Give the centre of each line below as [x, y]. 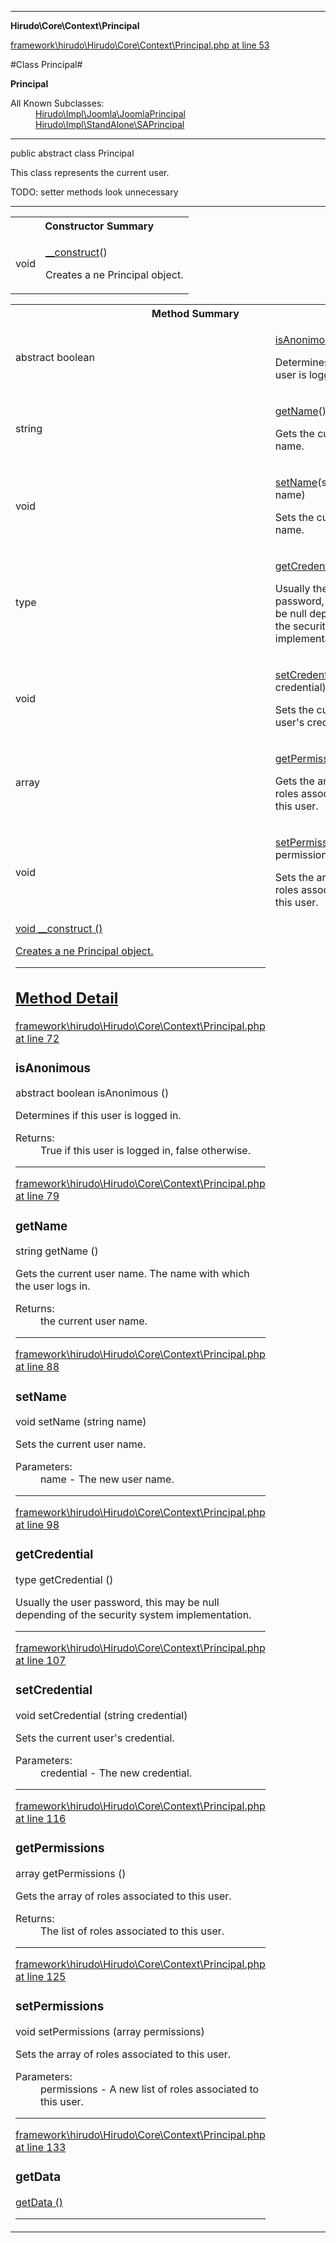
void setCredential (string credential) [101, 1716]
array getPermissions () [71, 1874]
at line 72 [37, 1038]
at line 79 [37, 1196]
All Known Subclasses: [57, 103]
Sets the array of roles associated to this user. [123, 2054]
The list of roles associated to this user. [132, 1931]
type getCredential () [64, 1580]
